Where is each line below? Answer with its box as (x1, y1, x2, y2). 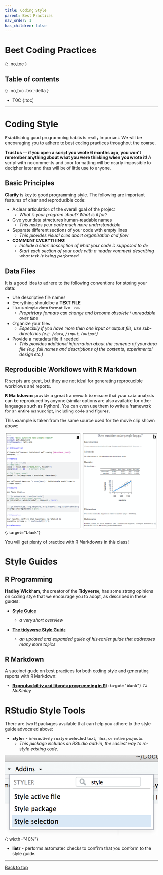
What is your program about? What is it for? (19, 211, 108, 217)
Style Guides (5, 556, 58, 567)
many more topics (19, 641, 56, 647)
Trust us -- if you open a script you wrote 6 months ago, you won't (5, 149, 142, 155)
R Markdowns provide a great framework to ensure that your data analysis (5, 393, 154, 398)
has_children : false (5, 23, 47, 28)
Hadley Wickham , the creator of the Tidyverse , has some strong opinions (5, 588, 154, 594)
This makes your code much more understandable (19, 222, 121, 228)
